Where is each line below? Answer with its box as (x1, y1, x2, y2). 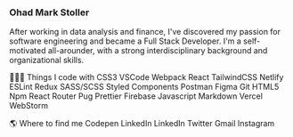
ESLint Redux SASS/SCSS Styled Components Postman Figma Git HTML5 (9, 82, 280, 93)
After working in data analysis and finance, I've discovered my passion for (9, 27, 281, 37)
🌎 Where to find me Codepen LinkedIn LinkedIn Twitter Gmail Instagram (9, 118, 275, 129)
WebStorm (9, 101, 49, 111)
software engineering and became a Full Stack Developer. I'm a (9, 36, 242, 46)
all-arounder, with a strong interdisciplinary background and (47, 45, 268, 56)
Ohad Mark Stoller (9, 6, 90, 19)
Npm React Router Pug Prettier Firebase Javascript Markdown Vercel (9, 91, 263, 101)
